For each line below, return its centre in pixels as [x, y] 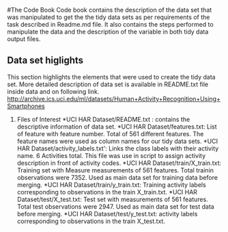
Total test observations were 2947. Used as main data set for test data [116, 206]
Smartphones [26, 106]
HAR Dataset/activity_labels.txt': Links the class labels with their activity [118, 148]
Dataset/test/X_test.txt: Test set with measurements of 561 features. [112, 199]
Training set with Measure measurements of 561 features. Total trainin [115, 170]
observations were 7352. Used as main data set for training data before [117, 177]
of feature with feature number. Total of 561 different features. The [110, 133]
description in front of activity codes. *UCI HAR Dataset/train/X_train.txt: [119, 163]
